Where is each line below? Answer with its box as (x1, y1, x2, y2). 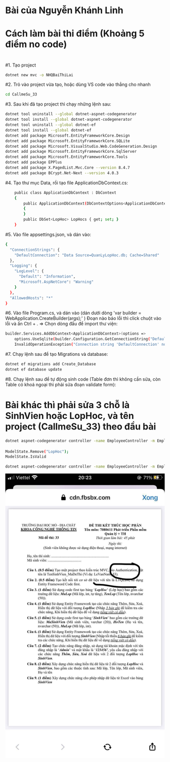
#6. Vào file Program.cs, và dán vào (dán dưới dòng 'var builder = (5, 310, 142, 316)
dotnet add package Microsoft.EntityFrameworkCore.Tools (5, 154, 128, 159)
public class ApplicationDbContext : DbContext (14, 190, 116, 195)
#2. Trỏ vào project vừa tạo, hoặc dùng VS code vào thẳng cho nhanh (5, 81, 151, 88)
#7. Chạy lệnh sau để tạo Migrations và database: (5, 351, 108, 357)
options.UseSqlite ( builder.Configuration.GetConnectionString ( (14, 337, 151, 342)
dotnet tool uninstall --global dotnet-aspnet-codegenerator (5, 112, 137, 117)
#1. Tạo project (5, 62, 36, 68)
